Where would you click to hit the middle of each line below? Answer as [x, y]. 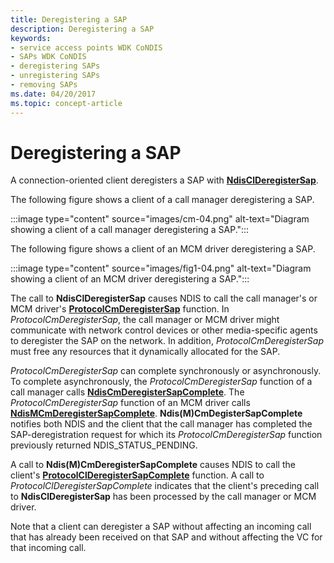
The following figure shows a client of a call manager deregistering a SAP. [162, 200]
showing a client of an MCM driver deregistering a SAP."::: [130, 279]
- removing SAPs [44, 85]
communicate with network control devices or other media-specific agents [164, 330]
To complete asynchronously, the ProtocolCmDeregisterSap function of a [161, 382]
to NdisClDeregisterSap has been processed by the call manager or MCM [163, 497]
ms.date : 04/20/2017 [53, 94]
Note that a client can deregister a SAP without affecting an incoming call [161, 527]
